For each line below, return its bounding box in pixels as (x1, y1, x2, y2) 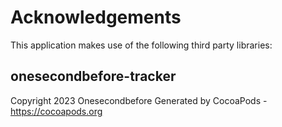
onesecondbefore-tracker (10, 68, 177, 85)
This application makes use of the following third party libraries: (10, 39, 273, 51)
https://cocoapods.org (10, 105, 103, 117)
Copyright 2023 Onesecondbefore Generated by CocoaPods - (10, 94, 268, 106)
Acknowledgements (10, 6, 182, 29)
